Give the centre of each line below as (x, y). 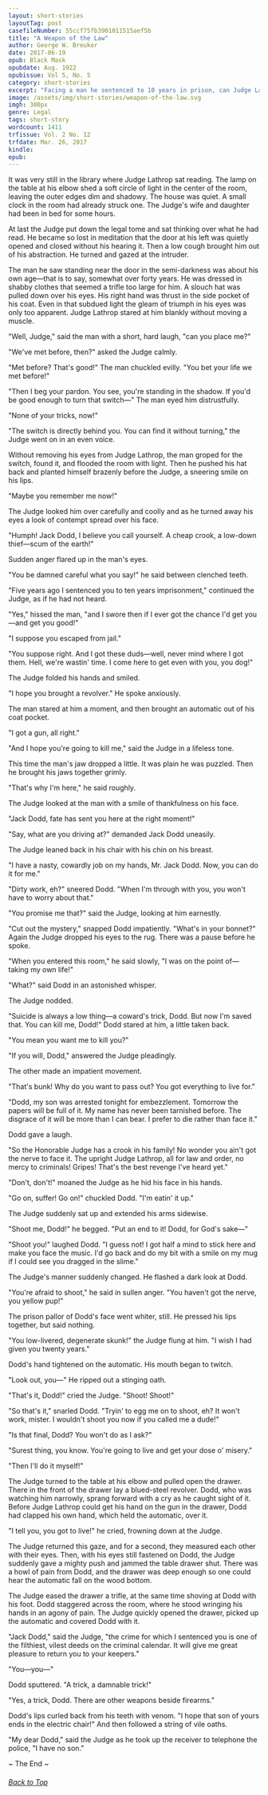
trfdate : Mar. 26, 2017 (48, 142)
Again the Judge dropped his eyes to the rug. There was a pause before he (132, 937)
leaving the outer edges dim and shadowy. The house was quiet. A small (127, 197)
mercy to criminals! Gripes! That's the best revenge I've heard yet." (118, 1167)
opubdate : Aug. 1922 (43, 68)
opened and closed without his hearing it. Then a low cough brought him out (134, 246)
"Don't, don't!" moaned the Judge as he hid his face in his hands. (116, 1183)
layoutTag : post (35, 23)
